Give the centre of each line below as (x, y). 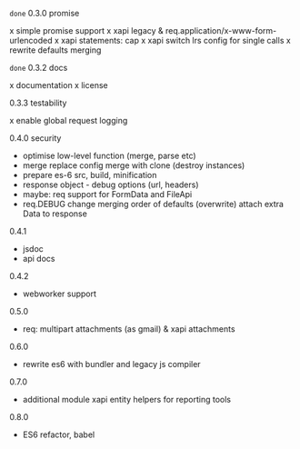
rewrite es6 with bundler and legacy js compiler (112, 364)
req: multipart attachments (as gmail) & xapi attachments (129, 329)
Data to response (55, 214)
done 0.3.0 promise (45, 13)
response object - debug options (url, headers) (110, 185)
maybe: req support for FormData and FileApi (107, 194)
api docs (39, 259)
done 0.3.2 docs (39, 68)
